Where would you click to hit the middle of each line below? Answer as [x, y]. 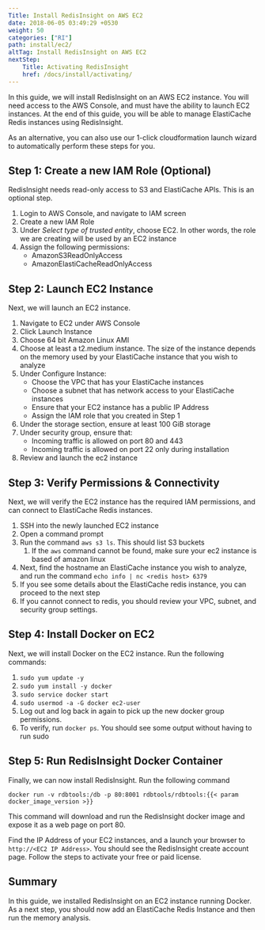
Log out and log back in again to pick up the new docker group [122, 711]
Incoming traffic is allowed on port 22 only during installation [130, 450]
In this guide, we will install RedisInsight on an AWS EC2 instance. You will [129, 97]
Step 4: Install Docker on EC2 [81, 634]
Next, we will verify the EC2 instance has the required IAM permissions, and [132, 502]
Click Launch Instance [56, 332]
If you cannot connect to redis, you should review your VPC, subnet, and [138, 602]
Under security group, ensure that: [76, 433]
